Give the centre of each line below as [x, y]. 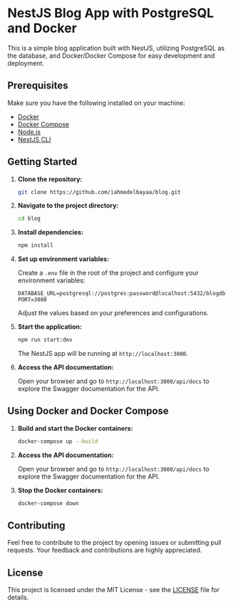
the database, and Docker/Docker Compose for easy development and [111, 56]
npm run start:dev [45, 340]
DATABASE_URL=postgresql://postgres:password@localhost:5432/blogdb [121, 294]
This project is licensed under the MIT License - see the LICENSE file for [113, 590]
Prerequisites [38, 86]
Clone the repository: [50, 179]
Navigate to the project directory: [68, 205]
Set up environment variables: [63, 259]
